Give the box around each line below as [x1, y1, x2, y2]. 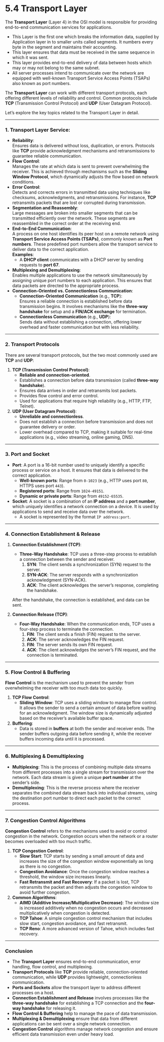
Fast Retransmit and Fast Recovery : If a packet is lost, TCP [19, 879, 140, 885]
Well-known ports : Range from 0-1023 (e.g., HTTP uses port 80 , [19, 477, 148, 483]
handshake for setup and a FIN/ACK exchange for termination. [19, 308, 147, 315]
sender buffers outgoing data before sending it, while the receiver [19, 731, 152, 737]
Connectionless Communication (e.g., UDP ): [19, 314, 111, 320]
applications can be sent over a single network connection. [12, 1021, 131, 1027]
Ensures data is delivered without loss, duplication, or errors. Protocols [12, 143, 155, 149]
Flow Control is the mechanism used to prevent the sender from [5, 680, 134, 686]
